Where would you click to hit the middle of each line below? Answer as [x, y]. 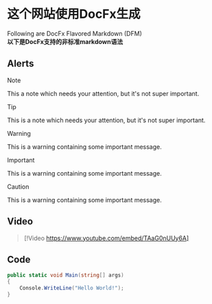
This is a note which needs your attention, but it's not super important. [106, 120]
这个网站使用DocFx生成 [74, 14]
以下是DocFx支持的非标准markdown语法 [65, 41]
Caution [18, 187]
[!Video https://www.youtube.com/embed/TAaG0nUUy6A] [106, 238]
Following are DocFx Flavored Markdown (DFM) [74, 33]
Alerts [21, 63]
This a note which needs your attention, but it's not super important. [103, 93]
